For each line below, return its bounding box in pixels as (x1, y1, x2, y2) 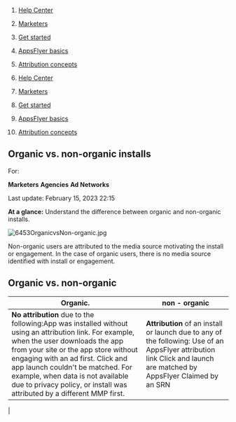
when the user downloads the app (11, 336, 124, 346)
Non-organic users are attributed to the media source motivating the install (8, 241, 223, 251)
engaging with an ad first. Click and (11, 353, 128, 363)
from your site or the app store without (11, 344, 139, 354)
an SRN (146, 379, 171, 389)
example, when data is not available (11, 371, 129, 381)
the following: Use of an (146, 336, 224, 346)
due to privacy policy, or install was (11, 379, 127, 389)
